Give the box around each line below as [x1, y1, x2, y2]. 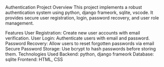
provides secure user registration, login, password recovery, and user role [5, 15, 159, 20]
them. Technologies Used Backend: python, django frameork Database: [5, 51, 154, 57]
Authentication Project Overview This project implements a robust [5, 4, 142, 10]
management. [5, 20, 34, 26]
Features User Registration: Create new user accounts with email [5, 30, 140, 35]
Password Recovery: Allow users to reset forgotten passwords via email [5, 40, 154, 46]
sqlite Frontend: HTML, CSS [5, 56, 63, 62]
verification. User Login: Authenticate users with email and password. [5, 35, 150, 41]
